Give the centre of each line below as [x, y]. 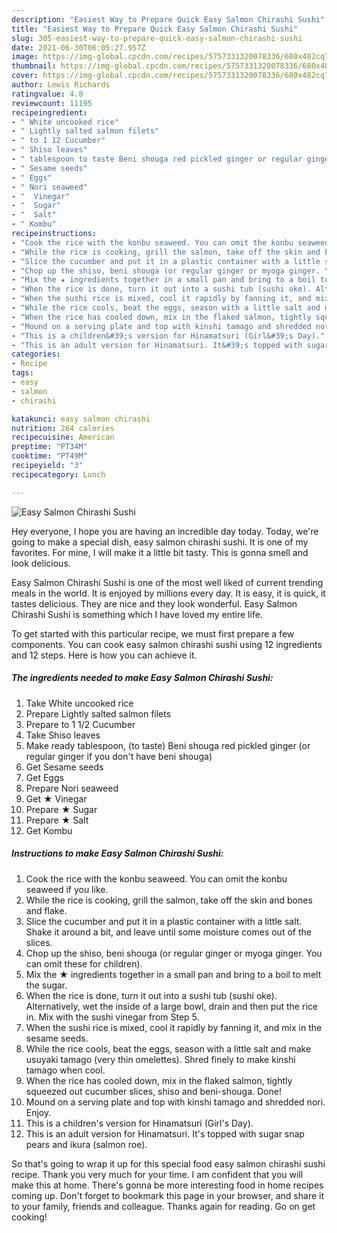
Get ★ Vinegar [56, 798]
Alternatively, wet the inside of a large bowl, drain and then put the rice [171, 1006]
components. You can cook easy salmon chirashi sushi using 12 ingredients [167, 644]
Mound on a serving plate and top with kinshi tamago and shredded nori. [175, 1102]
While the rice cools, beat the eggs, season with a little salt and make [168, 1048]
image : [25, 57]
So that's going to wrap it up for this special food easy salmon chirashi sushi [168, 1163]
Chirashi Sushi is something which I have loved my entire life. [137, 614]
